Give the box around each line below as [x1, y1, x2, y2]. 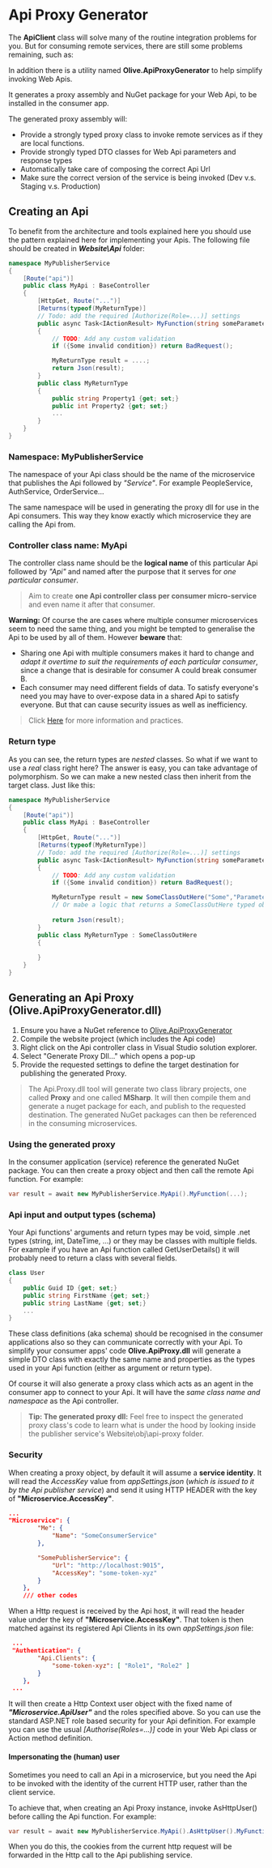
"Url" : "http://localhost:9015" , [51, 1561, 164, 1569]
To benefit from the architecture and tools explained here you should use [8, 226, 252, 236]
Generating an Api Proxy [8, 991, 134, 1005]
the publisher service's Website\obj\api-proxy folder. [28, 1429, 204, 1439]
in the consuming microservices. [28, 1118, 138, 1128]
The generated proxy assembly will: [8, 113, 128, 123]
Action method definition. [8, 1734, 93, 1743]
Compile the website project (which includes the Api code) [19, 1034, 216, 1043]
